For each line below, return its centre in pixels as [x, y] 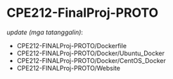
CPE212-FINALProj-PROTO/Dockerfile [72, 45]
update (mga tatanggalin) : [45, 32]
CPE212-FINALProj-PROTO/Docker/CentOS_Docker [91, 60]
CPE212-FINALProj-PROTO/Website [69, 68]
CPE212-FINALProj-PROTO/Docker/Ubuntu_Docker [90, 53]
